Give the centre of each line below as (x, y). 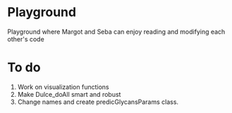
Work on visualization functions (63, 87)
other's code (26, 39)
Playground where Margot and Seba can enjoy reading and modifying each (116, 32)
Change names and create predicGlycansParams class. (98, 102)
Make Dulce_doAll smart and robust (69, 94)
